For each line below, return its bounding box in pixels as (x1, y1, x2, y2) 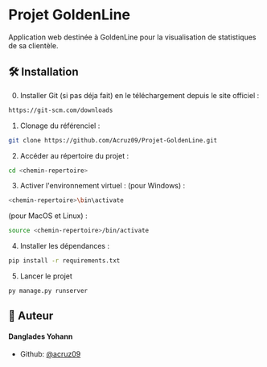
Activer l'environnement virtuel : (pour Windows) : (19, 181, 186, 191)
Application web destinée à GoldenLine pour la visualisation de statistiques (8, 32, 257, 42)
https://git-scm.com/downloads (8, 106, 113, 114)
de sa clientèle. (8, 40, 59, 50)
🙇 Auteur (8, 309, 54, 323)
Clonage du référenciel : (19, 121, 101, 130)
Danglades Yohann (8, 332, 73, 341)
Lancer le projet (19, 271, 72, 281)
